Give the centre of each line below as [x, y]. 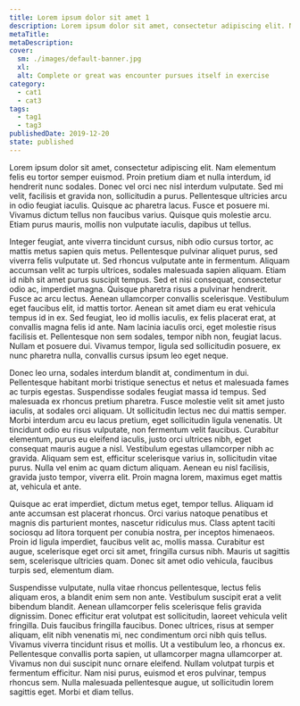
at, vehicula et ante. [46, 486]
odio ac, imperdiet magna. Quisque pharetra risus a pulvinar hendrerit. [138, 289]
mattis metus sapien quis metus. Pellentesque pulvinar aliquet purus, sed [144, 251]
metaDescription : [42, 42]
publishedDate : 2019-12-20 [59, 134]
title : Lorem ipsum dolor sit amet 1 [79, 17]
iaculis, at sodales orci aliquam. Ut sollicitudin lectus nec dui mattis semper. [148, 411]
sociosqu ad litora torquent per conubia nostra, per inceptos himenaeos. [142, 532]
